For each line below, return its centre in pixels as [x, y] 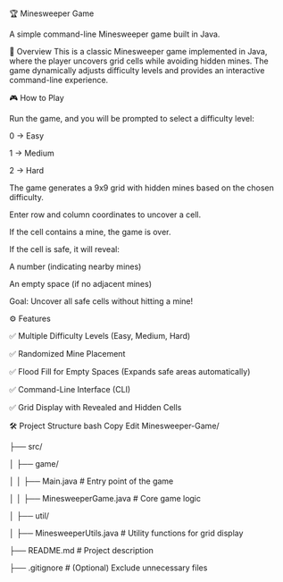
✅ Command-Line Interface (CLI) [70, 389]
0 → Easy [27, 136]
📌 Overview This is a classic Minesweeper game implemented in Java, [138, 51]
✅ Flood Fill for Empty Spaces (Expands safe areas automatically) [130, 371]
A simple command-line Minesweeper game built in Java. [115, 34]
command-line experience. [59, 80]
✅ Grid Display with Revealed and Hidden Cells [96, 407]
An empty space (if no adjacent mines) [81, 284]
